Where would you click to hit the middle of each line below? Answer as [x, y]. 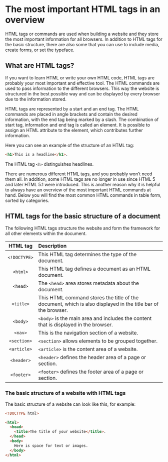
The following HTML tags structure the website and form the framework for [83, 228]
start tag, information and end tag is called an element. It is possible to [78, 125]
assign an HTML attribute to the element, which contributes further [74, 130]
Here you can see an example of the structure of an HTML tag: [70, 145]
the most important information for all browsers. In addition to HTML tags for [84, 39]
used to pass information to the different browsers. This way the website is [82, 88]
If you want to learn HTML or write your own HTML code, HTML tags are [80, 78]
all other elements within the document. [46, 234]
